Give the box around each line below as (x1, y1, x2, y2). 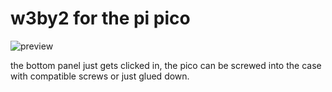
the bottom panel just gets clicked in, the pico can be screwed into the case (10, 59, 322, 71)
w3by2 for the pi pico (10, 7, 191, 30)
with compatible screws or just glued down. (10, 70, 190, 82)
